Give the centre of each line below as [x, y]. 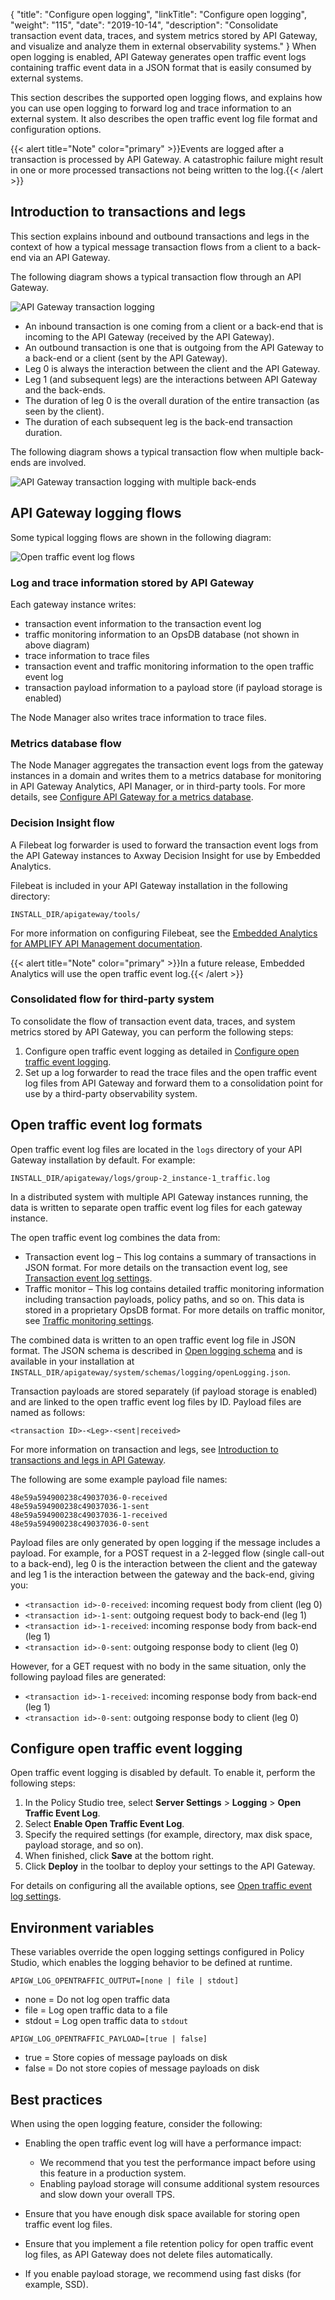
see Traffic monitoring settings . [89, 1320]
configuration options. [56, 129]
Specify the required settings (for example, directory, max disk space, [168, 1835]
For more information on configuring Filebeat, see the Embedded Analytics [164, 933]
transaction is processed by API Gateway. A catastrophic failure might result [167, 159]
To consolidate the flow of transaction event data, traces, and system [153, 1021]
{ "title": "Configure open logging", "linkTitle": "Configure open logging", [158, 14]
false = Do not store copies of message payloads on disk [142, 2068]
